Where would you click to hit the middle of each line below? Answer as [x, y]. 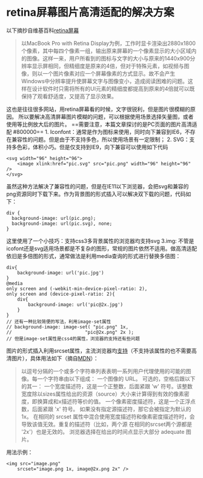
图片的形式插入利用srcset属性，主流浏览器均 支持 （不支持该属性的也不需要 [99, 350]
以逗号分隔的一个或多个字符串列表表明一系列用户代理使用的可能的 [103, 371]
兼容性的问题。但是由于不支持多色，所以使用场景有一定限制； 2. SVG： [100, 139]
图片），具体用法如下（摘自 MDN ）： [55, 358]
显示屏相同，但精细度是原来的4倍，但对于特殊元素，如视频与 [108, 66]
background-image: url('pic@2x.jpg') [75, 304]
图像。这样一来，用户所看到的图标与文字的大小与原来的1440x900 [108, 58]
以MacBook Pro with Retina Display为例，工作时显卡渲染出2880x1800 [108, 43]
